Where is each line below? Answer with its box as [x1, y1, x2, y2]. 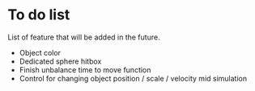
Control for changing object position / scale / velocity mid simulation [19, 73, 248, 83]
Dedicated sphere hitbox [19, 56, 102, 66]
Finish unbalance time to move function [19, 64, 151, 74]
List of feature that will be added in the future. [7, 32, 160, 42]
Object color [19, 48, 62, 57]
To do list [7, 6, 70, 24]
